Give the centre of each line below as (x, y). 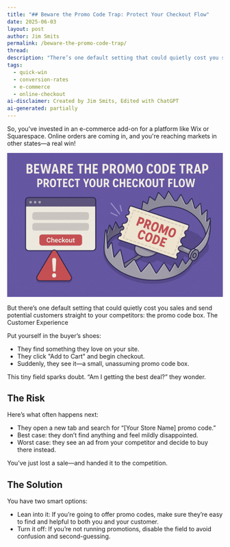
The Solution (35, 484)
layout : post (26, 29)
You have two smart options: (47, 501)
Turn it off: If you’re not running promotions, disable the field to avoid (114, 529)
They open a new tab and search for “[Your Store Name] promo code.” (116, 428)
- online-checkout (40, 94)
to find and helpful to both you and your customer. (88, 522)
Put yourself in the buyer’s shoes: (54, 335)
